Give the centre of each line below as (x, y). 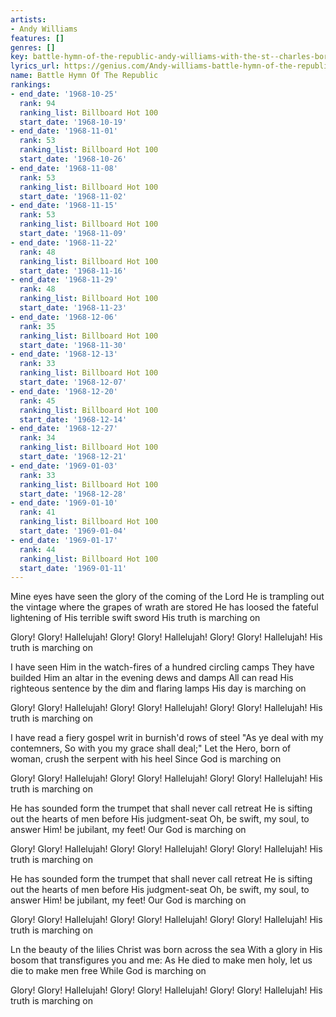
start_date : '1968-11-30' (73, 345)
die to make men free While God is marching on (108, 971)
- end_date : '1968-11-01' (64, 131)
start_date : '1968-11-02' (73, 196)
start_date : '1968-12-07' (73, 382)
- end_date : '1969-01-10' (64, 503)
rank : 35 (37, 326)
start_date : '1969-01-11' (73, 568)
